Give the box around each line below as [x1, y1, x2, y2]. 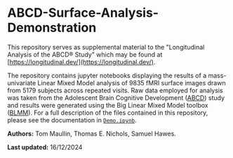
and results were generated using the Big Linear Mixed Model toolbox [7, 101, 208, 109]
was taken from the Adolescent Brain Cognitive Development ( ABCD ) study [7, 93, 225, 102]
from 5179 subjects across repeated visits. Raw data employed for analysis [7, 86, 223, 94]
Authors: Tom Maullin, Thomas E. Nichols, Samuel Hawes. [7, 129, 177, 138]
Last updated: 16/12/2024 [7, 143, 83, 151]
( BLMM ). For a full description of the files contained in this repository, [7, 108, 208, 117]
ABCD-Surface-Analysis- [7, 5, 159, 21]
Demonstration [7, 20, 97, 36]
